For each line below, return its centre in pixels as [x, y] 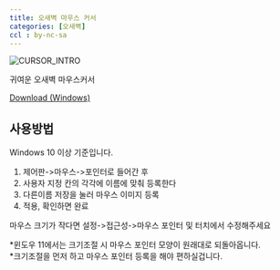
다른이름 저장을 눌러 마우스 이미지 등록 [91, 195]
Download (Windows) [50, 98]
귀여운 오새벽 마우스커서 [52, 79]
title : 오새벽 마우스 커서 [53, 18]
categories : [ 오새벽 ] [48, 26]
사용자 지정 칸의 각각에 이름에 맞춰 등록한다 [99, 183]
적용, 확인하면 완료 [56, 206]
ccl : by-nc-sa [38, 35]
